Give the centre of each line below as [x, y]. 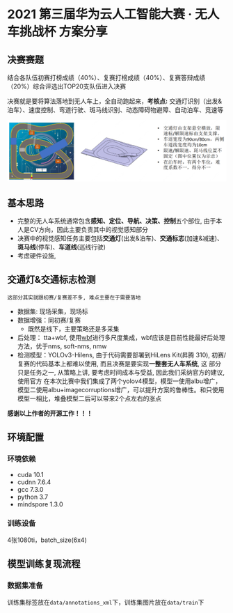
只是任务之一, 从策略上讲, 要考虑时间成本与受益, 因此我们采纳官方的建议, [121, 372]
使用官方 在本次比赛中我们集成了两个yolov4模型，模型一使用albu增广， [119, 381]
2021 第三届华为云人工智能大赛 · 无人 [113, 14]
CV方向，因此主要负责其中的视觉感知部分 [89, 230]
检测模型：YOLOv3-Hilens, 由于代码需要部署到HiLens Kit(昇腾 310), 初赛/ [122, 355]
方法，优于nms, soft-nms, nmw [62, 346]
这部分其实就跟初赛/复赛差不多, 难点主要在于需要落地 [74, 297]
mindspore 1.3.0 [40, 504]
